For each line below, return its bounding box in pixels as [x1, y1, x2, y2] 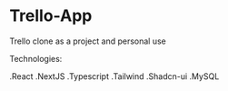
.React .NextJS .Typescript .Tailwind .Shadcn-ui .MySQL [9, 70, 220, 82]
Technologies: [9, 53, 63, 64]
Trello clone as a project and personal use [9, 35, 166, 46]
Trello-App [9, 5, 93, 26]
